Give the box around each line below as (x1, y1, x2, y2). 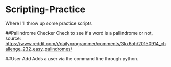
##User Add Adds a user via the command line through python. (5, 55, 139, 61)
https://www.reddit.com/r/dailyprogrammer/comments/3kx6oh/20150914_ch (5, 40, 166, 46)
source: (5, 35, 21, 41)
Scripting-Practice (5, 4, 86, 15)
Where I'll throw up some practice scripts (5, 20, 92, 26)
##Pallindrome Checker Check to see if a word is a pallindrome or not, (5, 30, 153, 36)
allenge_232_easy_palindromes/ (5, 46, 72, 52)
